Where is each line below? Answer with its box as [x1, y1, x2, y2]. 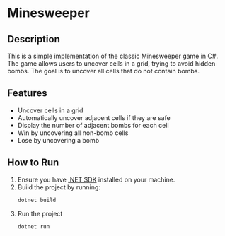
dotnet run [17, 223, 50, 230]
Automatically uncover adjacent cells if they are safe [17, 113, 171, 122]
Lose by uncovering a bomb [17, 136, 100, 144]
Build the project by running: [17, 182, 101, 191]
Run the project [17, 209, 63, 218]
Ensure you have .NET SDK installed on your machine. [17, 175, 175, 184]
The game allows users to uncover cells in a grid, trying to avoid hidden [7, 59, 216, 68]
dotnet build [17, 196, 57, 203]
